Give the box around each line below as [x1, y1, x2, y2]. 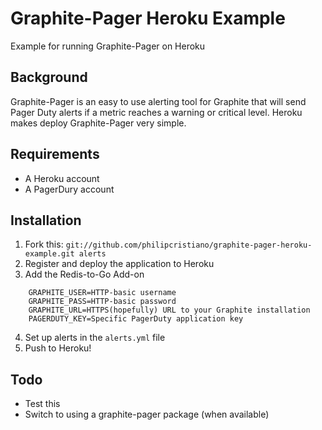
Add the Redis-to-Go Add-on [24, 268, 145, 281]
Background [10, 69, 88, 86]
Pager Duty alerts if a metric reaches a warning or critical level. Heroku [10, 106, 303, 118]
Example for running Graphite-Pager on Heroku [10, 40, 206, 52]
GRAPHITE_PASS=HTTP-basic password [28, 297, 177, 307]
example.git [24, 249, 75, 259]
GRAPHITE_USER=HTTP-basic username [28, 288, 177, 298]
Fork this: [24, 238, 64, 251]
